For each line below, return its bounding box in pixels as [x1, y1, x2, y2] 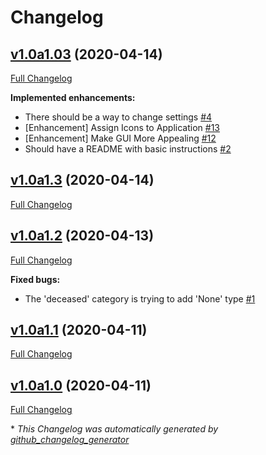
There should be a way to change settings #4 [24, 111, 213, 123]
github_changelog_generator [10, 434, 130, 446]
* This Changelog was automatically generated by [10, 423, 219, 435]
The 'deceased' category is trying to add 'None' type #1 [24, 292, 256, 305]
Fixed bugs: [10, 273, 61, 285]
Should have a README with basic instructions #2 [24, 143, 232, 155]
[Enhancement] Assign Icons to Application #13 [24, 122, 221, 133]
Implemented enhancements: [10, 92, 136, 103]
